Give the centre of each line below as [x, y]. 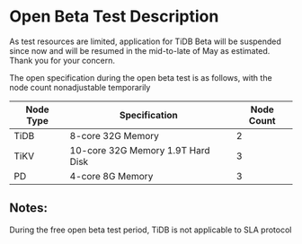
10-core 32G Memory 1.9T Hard [140, 150]
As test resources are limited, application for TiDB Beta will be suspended [145, 41]
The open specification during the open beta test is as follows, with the [141, 77]
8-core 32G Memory [115, 135]
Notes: [28, 208]
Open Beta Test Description [114, 17]
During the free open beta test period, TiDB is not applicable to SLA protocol [151, 230]
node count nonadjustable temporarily [80, 87]
